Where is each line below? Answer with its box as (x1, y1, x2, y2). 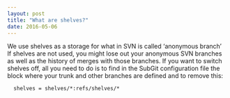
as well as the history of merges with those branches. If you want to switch (7, 57, 222, 65)
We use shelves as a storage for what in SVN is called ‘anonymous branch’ (7, 42, 222, 51)
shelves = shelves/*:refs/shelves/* (13, 85, 120, 92)
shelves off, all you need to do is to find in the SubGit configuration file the (7, 64, 220, 73)
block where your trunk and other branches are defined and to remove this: (7, 72, 224, 80)
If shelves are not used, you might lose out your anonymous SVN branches (7, 49, 222, 58)
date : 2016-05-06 (7, 23, 58, 30)
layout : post (7, 10, 45, 17)
